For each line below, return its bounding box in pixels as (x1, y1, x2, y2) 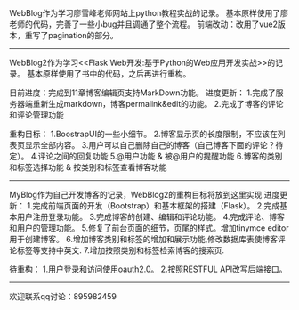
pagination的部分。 (47, 30, 118, 40)
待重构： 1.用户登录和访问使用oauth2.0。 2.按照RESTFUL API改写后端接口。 (9, 264, 287, 274)
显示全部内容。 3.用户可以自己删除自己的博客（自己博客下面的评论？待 (24, 140, 284, 150)
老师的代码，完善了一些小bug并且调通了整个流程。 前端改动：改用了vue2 (9, 19, 279, 29)
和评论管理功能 (9, 110, 64, 120)
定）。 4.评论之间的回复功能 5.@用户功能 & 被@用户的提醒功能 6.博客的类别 (9, 151, 283, 161)
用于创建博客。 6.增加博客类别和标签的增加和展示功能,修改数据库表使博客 (9, 234, 279, 244)
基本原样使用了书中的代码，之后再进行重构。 (26, 69, 191, 78)
